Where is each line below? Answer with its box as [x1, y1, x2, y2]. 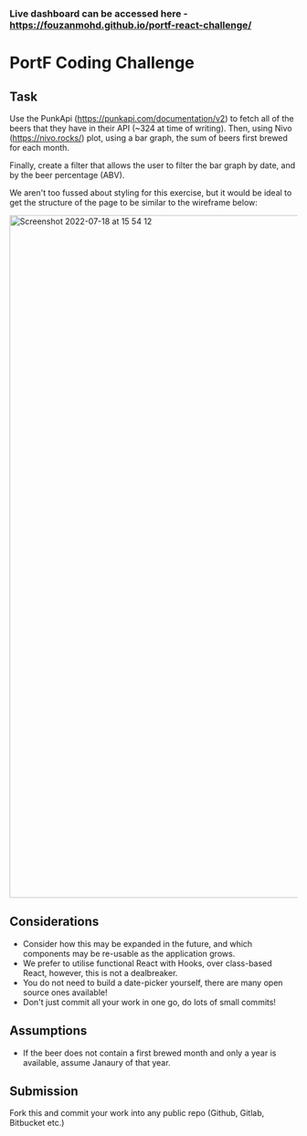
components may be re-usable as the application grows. [22, 948, 236, 959]
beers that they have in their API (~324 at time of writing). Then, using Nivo [9, 122, 292, 133]
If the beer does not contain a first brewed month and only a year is [22, 1047, 277, 1058]
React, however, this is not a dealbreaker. [22, 967, 178, 978]
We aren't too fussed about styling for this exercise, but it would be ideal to [9, 186, 292, 198]
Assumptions [9, 1023, 88, 1039]
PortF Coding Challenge [9, 53, 195, 73]
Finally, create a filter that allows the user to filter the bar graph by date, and [9, 159, 296, 171]
